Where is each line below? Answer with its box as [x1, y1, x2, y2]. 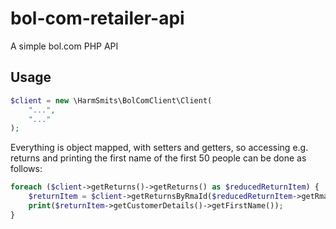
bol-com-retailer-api [10, 7, 185, 30]
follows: [10, 163, 43, 175]
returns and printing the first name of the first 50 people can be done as [10, 152, 307, 164]
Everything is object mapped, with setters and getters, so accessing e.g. [10, 142, 309, 154]
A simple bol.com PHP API [10, 40, 119, 52]
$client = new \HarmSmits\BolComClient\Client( [10, 95, 213, 106]
